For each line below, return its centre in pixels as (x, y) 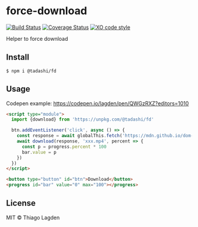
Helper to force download (37, 38)
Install (18, 57)
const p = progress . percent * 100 (64, 147)
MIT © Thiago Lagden (33, 218)
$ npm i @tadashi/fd (32, 71)
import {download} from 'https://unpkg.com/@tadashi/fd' (83, 119)
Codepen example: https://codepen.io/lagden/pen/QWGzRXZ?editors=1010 (98, 103)
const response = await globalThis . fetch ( (70, 136)
